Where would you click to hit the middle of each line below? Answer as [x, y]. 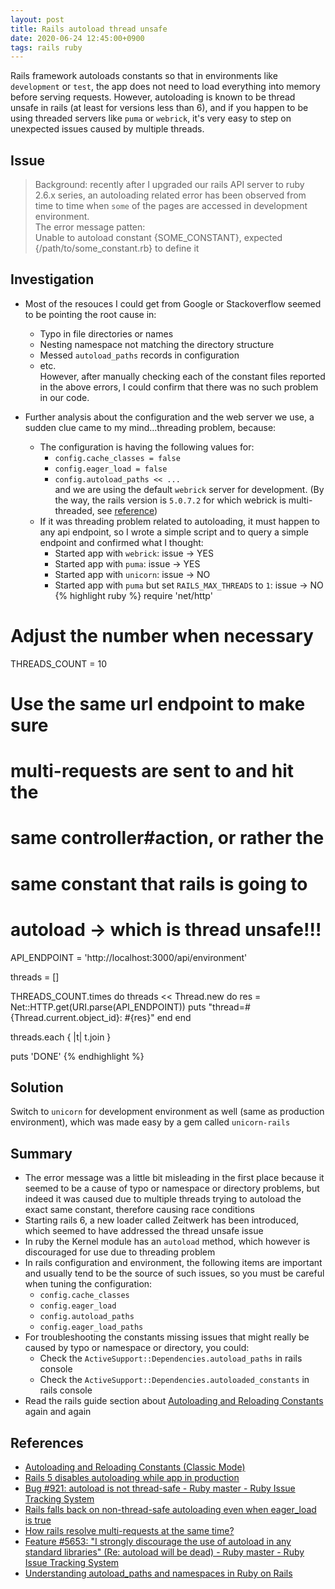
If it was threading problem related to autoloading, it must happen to [179, 521]
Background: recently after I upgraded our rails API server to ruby [169, 185]
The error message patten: [90, 227]
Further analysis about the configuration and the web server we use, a [169, 417]
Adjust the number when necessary [162, 636]
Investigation [52, 279]
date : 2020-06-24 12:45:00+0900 [77, 38]
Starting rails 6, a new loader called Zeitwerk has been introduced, [161, 1220]
